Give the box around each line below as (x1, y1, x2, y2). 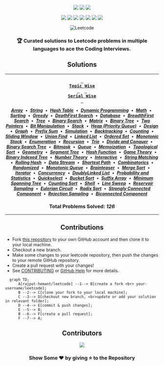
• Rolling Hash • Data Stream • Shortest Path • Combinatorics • (10, 159, 154, 165)
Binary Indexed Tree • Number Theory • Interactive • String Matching (5, 154, 159, 160)
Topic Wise (69, 83, 95, 88)
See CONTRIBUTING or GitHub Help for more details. (12, 267, 119, 273)
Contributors (61, 329, 102, 338)
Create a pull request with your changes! (12, 262, 94, 268)
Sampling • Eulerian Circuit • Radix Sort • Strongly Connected (13, 185, 151, 191)
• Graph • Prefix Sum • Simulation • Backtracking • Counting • (10, 128, 154, 134)
